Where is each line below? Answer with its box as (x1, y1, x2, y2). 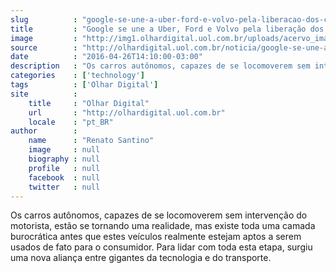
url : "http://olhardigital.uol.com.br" (28, 107, 226, 118)
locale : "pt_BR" (28, 117, 114, 127)
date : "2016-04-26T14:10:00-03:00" (10, 52, 203, 62)
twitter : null (28, 182, 101, 192)
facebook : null (28, 172, 101, 183)
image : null (28, 145, 101, 155)
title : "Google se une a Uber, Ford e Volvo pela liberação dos (10, 24, 325, 34)
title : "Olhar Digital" (28, 98, 150, 108)
